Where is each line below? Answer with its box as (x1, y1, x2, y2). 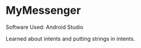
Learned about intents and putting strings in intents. (5, 35, 136, 42)
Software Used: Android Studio (5, 23, 83, 31)
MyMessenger (5, 4, 81, 17)
